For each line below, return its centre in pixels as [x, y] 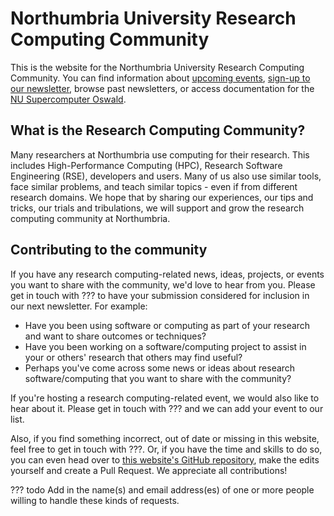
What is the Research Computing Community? [158, 130]
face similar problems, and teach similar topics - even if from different [154, 186]
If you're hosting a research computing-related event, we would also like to [165, 398]
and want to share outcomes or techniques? [115, 336]
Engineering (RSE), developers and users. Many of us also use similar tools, [166, 176]
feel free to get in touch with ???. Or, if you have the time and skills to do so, [166, 449]
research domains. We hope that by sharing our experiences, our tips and [162, 197]
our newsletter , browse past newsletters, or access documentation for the [162, 88]
